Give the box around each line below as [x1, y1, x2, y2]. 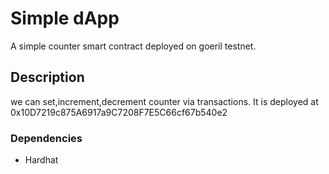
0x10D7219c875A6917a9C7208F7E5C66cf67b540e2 [10, 106, 228, 118]
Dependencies [10, 131, 83, 145]
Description [10, 69, 85, 86]
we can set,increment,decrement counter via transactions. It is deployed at [10, 95, 319, 107]
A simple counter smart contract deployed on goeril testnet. [10, 40, 257, 52]
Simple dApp [10, 7, 120, 30]
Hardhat [24, 154, 59, 166]
